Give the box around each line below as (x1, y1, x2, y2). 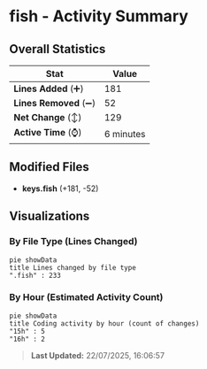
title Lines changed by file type (9, 263, 137, 272)
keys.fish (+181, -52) (21, 183, 99, 194)
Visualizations (9, 209, 90, 224)
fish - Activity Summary (9, 6, 188, 27)
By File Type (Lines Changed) (9, 235, 138, 248)
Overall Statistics (9, 42, 106, 57)
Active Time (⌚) (13, 127, 82, 138)
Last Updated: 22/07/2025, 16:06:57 (30, 350, 165, 360)
